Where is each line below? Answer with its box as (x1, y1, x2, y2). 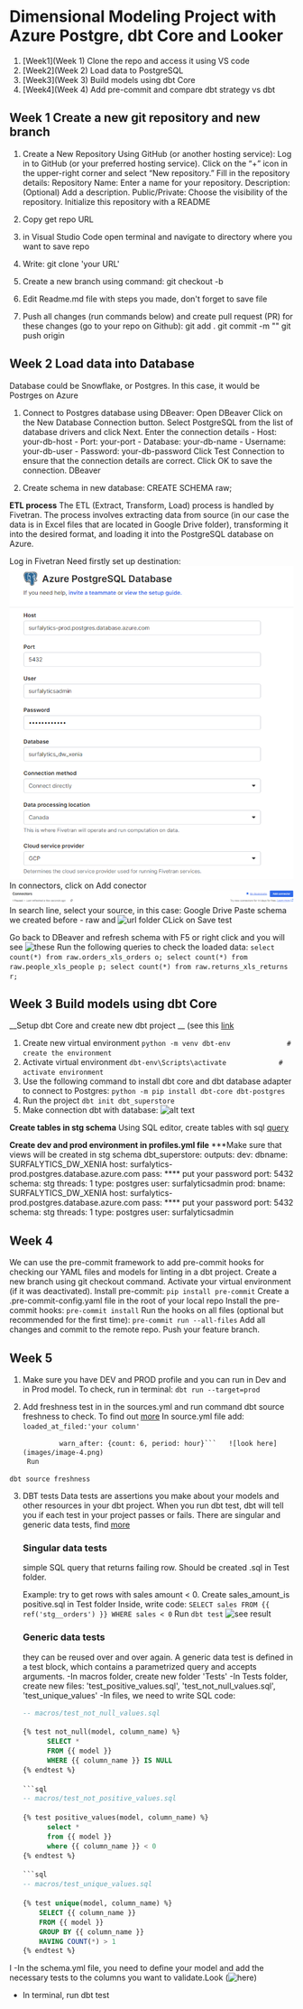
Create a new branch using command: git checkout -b (22, 275, 224, 286)
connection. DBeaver (22, 465, 101, 476)
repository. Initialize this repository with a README (22, 196, 211, 207)
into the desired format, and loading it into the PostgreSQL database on (9, 528, 274, 539)
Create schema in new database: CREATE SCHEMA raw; (22, 482, 233, 493)
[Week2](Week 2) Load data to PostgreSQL (22, 65, 184, 76)
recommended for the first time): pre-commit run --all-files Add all (9, 1315, 266, 1326)
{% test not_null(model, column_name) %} (22, 1727, 180, 1736)
